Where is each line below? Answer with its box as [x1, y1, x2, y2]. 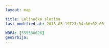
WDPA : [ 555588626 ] [5, 30, 45, 35]
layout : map [5, 7, 31, 13]
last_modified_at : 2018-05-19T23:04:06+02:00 [5, 21, 104, 26]
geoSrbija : [5, 35, 29, 40]
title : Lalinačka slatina [5, 16, 60, 22]
